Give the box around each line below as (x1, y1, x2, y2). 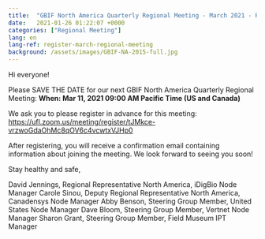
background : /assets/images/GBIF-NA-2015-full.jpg (8, 48, 178, 56)
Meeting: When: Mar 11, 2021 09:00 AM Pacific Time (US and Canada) (8, 94, 241, 103)
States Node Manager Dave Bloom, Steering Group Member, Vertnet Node (8, 205, 250, 214)
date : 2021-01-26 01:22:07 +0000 (8, 19, 125, 27)
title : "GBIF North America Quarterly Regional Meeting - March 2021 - (8, 11, 252, 20)
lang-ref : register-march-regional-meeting (8, 41, 154, 49)
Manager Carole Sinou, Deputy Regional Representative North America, (8, 189, 241, 197)
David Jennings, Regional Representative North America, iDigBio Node (8, 180, 237, 189)
